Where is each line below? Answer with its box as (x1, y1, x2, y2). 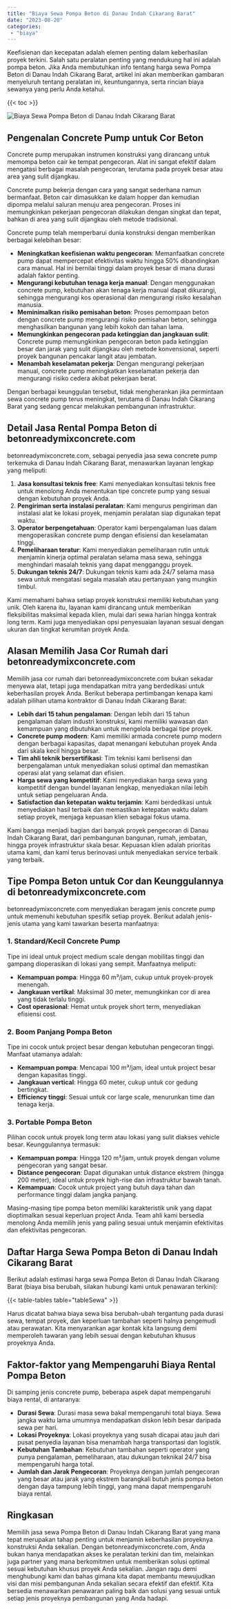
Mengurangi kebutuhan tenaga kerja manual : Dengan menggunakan (17, 279, 215, 287)
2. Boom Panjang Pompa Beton (7, 1027, 112, 1036)
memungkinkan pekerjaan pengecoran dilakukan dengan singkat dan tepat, (7, 208, 222, 216)
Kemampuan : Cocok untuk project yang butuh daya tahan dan (17, 1183, 195, 1191)
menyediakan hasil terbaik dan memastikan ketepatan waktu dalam (17, 805, 208, 813)
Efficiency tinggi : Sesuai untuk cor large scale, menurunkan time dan (17, 1093, 215, 1101)
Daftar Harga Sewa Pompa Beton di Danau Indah (7, 1246, 219, 1258)
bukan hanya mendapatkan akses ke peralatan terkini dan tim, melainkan (7, 1550, 214, 1558)
